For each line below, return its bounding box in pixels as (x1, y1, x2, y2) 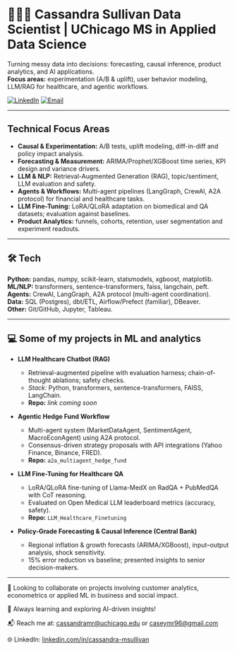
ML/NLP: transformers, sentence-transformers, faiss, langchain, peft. (7, 282, 209, 290)
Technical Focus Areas (7, 123, 110, 135)
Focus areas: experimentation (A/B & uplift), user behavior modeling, (7, 74, 208, 83)
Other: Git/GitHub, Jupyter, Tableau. (7, 305, 113, 313)
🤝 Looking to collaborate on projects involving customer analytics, (7, 584, 200, 592)
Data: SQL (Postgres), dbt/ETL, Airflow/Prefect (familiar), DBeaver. (7, 297, 201, 306)
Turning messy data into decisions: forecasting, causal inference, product (7, 59, 221, 68)
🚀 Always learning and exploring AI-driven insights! (7, 605, 157, 613)
